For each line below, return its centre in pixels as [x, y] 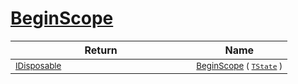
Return [101, 50]
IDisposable [38, 65]
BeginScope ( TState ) [239, 65]
